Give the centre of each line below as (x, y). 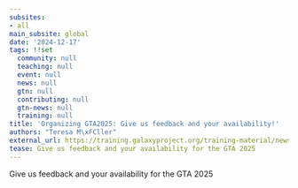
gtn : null (35, 91)
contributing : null (53, 99)
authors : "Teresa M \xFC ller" (63, 132)
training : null (45, 116)
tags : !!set (31, 50)
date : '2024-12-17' (45, 42)
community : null (47, 58)
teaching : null (45, 67)
